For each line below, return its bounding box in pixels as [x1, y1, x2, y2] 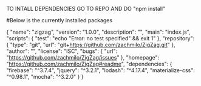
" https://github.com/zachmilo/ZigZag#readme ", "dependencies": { [6, 60, 172, 67]
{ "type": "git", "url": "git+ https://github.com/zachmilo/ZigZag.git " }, [6, 41, 175, 48]
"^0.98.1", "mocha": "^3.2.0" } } [6, 73, 84, 80]
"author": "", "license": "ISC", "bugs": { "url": [6, 48, 117, 55]
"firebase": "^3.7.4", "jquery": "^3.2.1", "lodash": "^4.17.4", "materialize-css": [6, 67, 196, 74]
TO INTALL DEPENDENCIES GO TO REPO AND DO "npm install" [6, 5, 166, 12]
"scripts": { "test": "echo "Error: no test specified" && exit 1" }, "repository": [6, 35, 195, 41]
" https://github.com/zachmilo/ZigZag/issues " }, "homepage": [6, 54, 160, 61]
